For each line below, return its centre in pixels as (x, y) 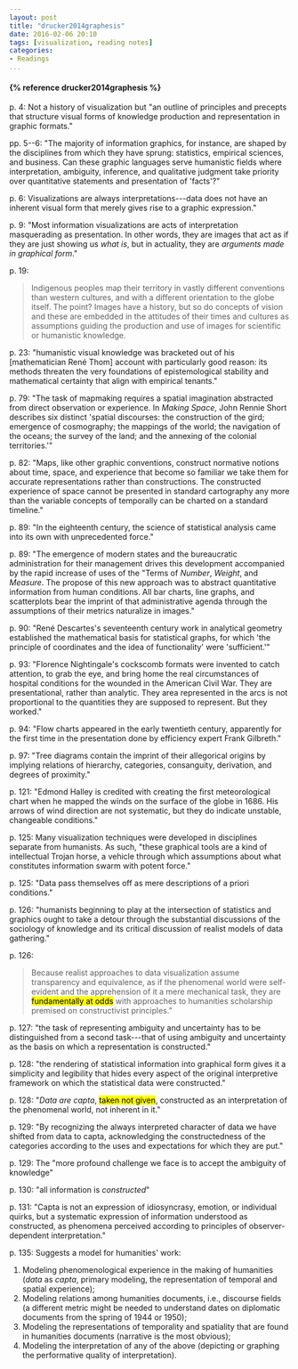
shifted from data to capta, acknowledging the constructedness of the (137, 1137)
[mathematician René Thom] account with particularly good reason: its (138, 363)
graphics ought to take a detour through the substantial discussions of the (145, 919)
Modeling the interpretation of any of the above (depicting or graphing (151, 1346)
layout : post (33, 17)
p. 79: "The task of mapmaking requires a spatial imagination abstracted (141, 398)
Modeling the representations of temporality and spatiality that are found (155, 1327)
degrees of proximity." (50, 775)
